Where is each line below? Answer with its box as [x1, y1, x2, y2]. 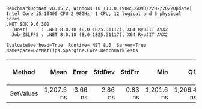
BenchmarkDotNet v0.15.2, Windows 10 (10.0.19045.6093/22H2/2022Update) [6, 5, 192, 11]
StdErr [120, 68, 139, 76]
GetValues [9, 89, 38, 98]
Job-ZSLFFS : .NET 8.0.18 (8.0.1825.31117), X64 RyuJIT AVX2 [11, 32, 168, 38]
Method [12, 68, 35, 76]
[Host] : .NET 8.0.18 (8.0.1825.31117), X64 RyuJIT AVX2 [11, 26, 168, 32]
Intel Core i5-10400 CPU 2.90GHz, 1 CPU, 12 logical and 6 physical [6, 11, 182, 17]
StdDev [93, 68, 115, 76]
